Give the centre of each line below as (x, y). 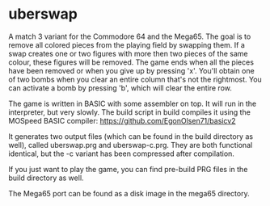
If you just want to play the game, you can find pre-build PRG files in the (128, 169)
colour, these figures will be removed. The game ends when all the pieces (131, 62)
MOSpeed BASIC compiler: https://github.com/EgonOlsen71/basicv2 (122, 120)
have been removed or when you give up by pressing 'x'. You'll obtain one (131, 70)
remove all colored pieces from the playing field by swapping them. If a (127, 44)
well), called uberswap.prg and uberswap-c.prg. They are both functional (131, 145)
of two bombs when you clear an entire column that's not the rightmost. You (135, 79)
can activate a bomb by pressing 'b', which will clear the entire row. (120, 88)
